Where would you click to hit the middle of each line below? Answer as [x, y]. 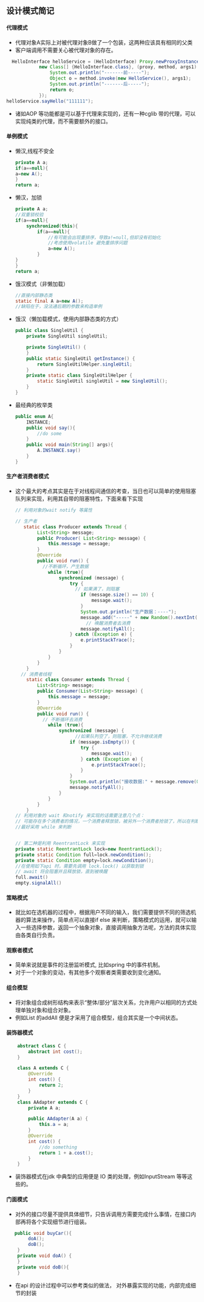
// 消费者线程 [36, 674]
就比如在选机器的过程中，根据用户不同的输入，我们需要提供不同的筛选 [103, 912]
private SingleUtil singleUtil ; [67, 336]
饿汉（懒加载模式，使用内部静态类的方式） [68, 319]
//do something [58, 1147]
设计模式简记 [30, 11]
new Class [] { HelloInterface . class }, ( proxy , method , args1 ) [118, 67]
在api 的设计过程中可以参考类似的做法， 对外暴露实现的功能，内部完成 [103, 1285]
